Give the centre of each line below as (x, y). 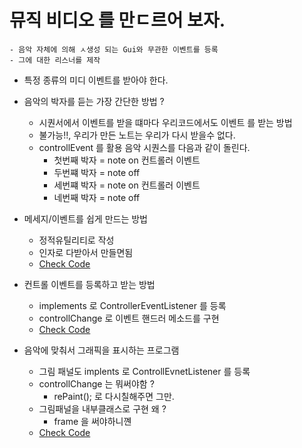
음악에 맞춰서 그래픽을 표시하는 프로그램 (101, 350)
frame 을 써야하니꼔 (92, 421)
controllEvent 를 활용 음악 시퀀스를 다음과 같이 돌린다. (144, 147)
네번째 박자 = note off (97, 197)
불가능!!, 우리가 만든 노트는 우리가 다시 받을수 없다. (137, 135)
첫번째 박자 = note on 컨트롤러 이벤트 (127, 160)
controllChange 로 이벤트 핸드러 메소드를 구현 (129, 318)
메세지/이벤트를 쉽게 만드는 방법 (85, 218)
